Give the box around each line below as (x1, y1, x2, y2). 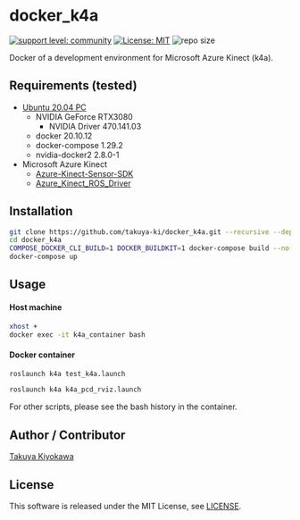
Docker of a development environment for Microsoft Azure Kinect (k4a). (9, 52, 274, 63)
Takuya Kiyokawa (9, 451, 74, 462)
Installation (9, 204, 73, 219)
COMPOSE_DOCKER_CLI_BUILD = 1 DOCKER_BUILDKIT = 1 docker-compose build (9, 244, 270, 253)
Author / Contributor (9, 427, 126, 442)
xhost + (9, 322, 38, 331)
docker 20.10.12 (35, 130, 93, 141)
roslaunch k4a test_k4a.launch (9, 369, 126, 378)
